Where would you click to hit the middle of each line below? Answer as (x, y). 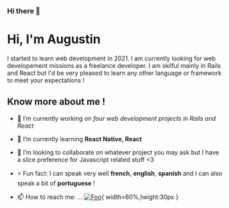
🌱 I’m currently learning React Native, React (79, 139)
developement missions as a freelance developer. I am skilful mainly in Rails (114, 65)
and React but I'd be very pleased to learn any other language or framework (114, 73)
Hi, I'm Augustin (54, 39)
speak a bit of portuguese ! (56, 183)
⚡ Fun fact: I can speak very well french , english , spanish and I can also (120, 173)
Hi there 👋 (24, 11)
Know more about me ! (56, 102)
